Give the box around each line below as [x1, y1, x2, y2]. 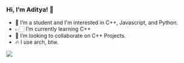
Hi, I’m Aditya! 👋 [6, 5, 54, 14]
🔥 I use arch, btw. [14, 38, 59, 46]
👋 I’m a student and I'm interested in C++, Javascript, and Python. [14, 19, 179, 26]
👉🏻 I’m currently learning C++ [14, 25, 91, 32]
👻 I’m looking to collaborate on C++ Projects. [14, 32, 126, 40]
